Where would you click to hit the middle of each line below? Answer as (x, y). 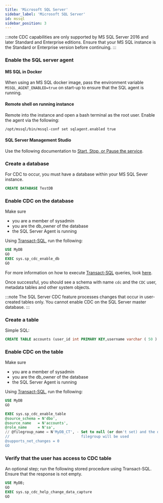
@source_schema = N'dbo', (31, 418)
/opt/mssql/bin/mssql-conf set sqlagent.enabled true (61, 129)
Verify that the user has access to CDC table (58, 458)
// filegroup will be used (67, 437)
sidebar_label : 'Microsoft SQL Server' (45, 14)
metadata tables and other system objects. (48, 287)
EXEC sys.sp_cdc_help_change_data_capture (49, 492)
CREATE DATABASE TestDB (29, 188)
